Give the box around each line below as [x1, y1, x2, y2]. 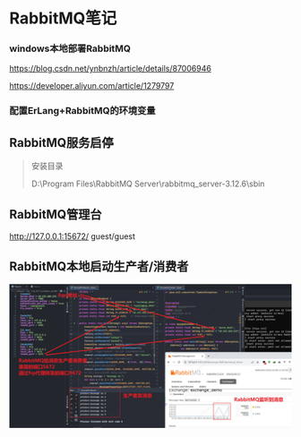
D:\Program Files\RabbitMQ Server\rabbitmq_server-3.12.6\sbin [30, 178, 265, 189]
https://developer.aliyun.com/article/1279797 [9, 81, 175, 91]
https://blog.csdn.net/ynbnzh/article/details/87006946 [9, 64, 212, 74]
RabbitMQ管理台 [9, 207, 102, 222]
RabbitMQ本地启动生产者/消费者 [9, 259, 189, 274]
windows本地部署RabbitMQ [9, 42, 132, 55]
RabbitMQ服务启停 [9, 135, 114, 150]
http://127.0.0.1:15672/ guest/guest [9, 231, 136, 242]
